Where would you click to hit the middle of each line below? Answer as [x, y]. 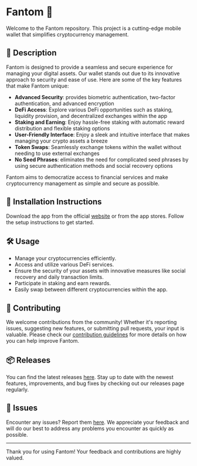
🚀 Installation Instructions [54, 202]
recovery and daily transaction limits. [59, 277]
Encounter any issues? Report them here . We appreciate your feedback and [98, 422]
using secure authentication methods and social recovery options [94, 166]
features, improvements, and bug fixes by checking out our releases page [95, 383]
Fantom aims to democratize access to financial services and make [87, 177]
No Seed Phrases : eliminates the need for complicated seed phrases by [101, 159]
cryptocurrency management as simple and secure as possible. [83, 183]
